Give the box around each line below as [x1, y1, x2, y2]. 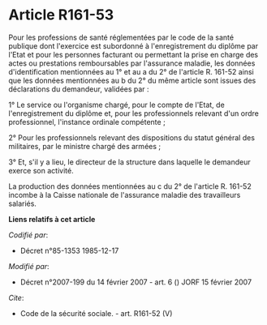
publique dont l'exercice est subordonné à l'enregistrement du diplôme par [8, 41, 258, 50]
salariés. [8, 199, 37, 208]
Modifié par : [8, 261, 50, 271]
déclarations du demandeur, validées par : [8, 83, 149, 94]
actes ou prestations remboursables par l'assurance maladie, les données [8, 58, 256, 68]
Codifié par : [8, 229, 49, 240]
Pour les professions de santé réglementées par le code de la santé [8, 32, 234, 42]
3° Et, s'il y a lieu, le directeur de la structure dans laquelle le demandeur [8, 156, 252, 167]
